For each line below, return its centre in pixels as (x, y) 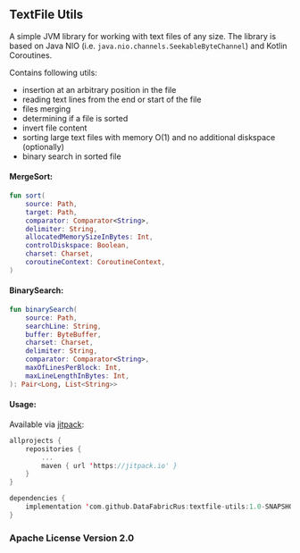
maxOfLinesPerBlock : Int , (74, 368)
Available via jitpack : (47, 424)
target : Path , (51, 212)
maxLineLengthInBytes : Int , (77, 376)
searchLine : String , (63, 326)
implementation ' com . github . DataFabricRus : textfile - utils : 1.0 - (146, 507)
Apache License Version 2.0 (72, 538)
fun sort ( (28, 196)
